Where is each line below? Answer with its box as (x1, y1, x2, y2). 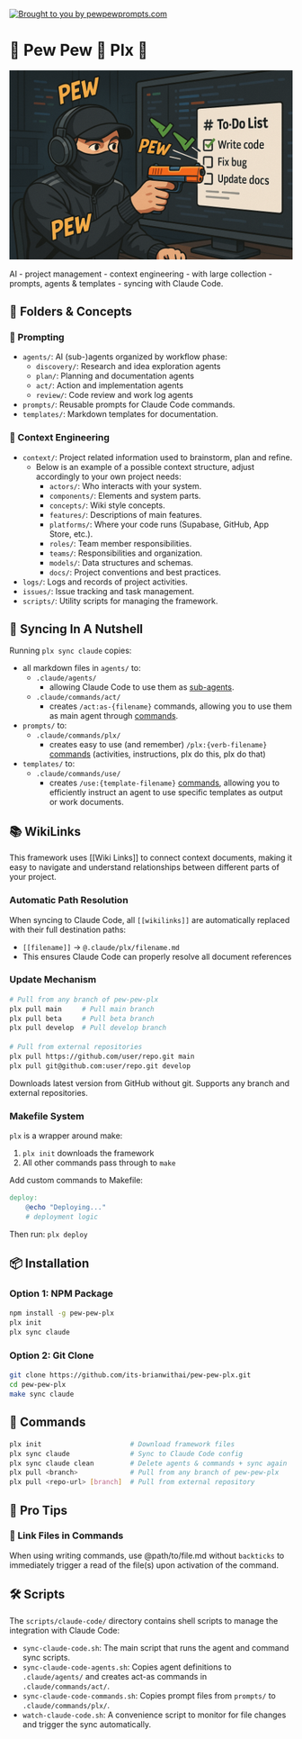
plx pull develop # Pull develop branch (9, 1023, 167, 1033)
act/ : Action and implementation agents (35, 380, 184, 391)
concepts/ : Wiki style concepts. (49, 500, 165, 511)
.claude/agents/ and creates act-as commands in (22, 1671, 208, 1681)
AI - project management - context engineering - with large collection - (9, 268, 272, 279)
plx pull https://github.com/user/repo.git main (9, 1052, 195, 1062)
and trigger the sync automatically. (22, 1718, 151, 1729)
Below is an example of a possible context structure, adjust (35, 461, 254, 472)
